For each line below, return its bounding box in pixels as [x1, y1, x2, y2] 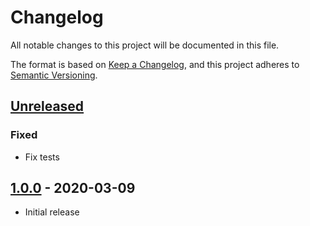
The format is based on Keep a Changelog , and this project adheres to [10, 58, 300, 70]
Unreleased [10, 98, 85, 115]
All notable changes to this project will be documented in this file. [10, 39, 280, 51]
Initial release [24, 206, 80, 218]
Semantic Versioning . [10, 69, 98, 81]
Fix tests [24, 151, 60, 163]
